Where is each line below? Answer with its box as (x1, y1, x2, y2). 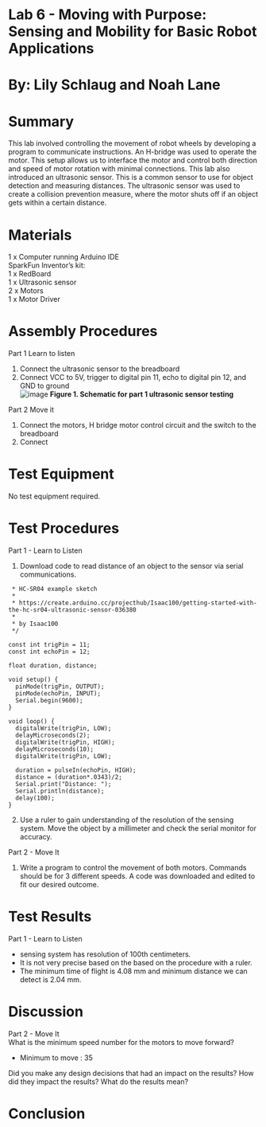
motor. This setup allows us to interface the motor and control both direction (8, 155, 258, 165)
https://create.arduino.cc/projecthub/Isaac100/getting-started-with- (18, 599, 258, 607)
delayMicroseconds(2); (15, 731, 91, 740)
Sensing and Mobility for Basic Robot (8, 22, 257, 41)
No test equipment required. (8, 491, 101, 501)
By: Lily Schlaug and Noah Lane (8, 76, 221, 94)
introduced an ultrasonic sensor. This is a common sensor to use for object (8, 173, 254, 182)
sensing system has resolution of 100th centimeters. (19, 949, 191, 959)
